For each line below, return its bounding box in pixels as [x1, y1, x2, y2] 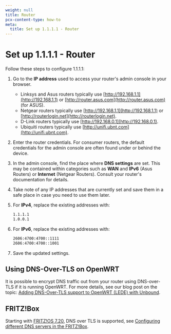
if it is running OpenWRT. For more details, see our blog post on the [14, 284, 158, 290]
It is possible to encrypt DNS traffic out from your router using [5, 279, 137, 285]
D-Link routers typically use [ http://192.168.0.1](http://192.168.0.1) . [20, 119, 159, 125]
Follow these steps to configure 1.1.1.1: [5, 66, 85, 72]
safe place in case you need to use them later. [12, 192, 110, 198]
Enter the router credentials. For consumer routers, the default [12, 139, 145, 145]
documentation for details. [12, 177, 69, 183]
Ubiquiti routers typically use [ [20, 124, 85, 130]
